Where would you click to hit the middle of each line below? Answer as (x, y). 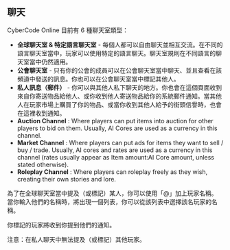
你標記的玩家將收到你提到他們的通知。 (61, 225)
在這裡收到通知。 (41, 113)
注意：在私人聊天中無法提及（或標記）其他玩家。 (76, 239)
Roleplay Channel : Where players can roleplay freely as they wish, (112, 172)
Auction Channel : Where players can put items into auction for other (115, 121)
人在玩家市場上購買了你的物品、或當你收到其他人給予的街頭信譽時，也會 (119, 104)
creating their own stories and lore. (67, 179)
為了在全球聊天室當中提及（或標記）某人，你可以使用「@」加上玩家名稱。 (112, 193)
